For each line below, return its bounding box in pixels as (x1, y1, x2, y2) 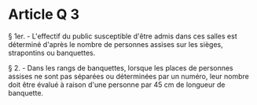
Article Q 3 (8, 5, 80, 24)
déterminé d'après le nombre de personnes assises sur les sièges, (8, 39, 223, 49)
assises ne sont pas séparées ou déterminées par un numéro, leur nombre (8, 71, 249, 81)
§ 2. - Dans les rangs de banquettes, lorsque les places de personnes (8, 63, 233, 72)
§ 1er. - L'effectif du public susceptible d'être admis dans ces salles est (8, 31, 237, 41)
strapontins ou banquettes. (8, 48, 96, 57)
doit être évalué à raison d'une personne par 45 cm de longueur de (8, 80, 226, 89)
